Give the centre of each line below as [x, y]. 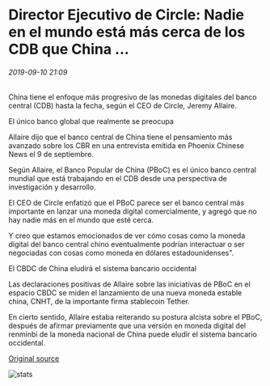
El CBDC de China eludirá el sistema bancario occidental [102, 269]
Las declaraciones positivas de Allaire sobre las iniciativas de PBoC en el [129, 284]
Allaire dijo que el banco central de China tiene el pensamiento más [120, 137]
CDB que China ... [69, 49]
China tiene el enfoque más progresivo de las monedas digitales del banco [133, 97]
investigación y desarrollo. [52, 187]
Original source [34, 358]
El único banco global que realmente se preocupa [91, 121]
